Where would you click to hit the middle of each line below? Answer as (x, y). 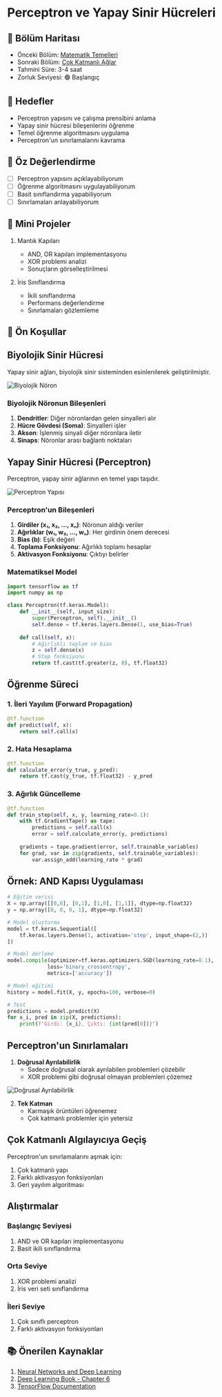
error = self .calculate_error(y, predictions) (100, 834)
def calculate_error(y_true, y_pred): (63, 770)
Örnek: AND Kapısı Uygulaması (75, 881)
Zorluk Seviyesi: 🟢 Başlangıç (58, 77)
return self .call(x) (49, 731)
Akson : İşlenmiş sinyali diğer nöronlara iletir (79, 433)
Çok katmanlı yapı (42, 1170)
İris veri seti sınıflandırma (53, 1289)
